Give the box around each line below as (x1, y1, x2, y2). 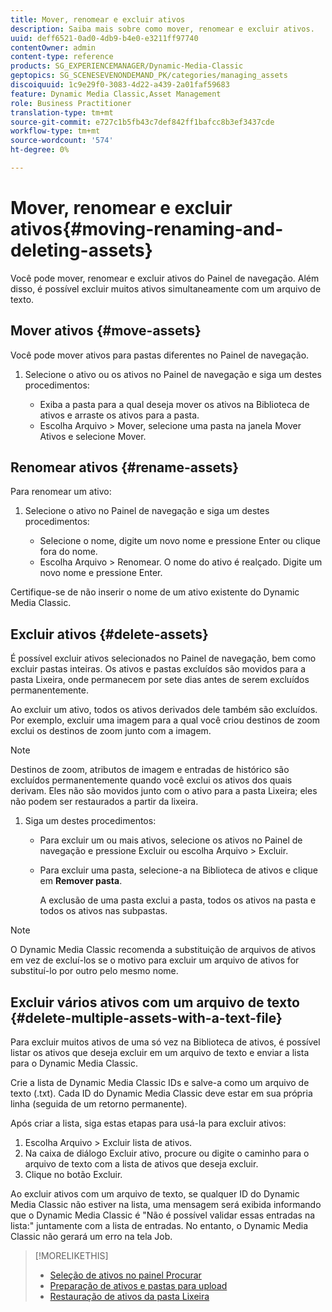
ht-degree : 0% (10, 145, 70, 155)
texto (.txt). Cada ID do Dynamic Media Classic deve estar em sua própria (10, 1087, 313, 1100)
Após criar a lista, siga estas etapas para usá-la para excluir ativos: (10, 1117, 287, 1130)
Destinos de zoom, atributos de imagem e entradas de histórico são (10, 764, 290, 776)
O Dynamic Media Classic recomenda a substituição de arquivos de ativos (10, 944, 317, 956)
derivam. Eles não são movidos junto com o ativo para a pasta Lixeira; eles (10, 785, 318, 797)
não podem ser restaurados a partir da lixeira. (10, 796, 199, 808)
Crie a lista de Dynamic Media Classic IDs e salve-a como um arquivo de (10, 1077, 310, 1089)
